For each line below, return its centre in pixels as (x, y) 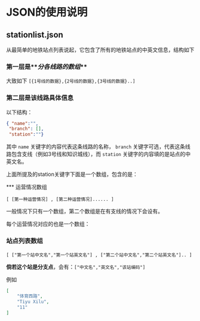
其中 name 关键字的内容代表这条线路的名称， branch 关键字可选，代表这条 (96, 146)
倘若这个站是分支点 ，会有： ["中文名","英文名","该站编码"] (76, 267)
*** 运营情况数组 (27, 187)
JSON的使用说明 (47, 12)
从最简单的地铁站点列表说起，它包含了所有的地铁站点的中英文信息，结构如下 (100, 50)
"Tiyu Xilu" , (33, 302)
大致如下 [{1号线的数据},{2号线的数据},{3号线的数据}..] (71, 81)
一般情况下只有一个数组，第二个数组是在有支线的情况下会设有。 (84, 211)
